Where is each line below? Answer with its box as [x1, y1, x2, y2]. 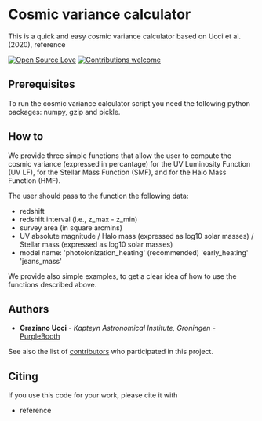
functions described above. [8, 280, 97, 289]
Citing [8, 369, 38, 383]
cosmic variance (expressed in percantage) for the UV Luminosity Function [8, 159, 251, 168]
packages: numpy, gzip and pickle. [8, 107, 121, 116]
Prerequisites [8, 78, 75, 91]
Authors [8, 302, 49, 316]
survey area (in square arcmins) [19, 222, 123, 232]
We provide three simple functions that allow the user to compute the [8, 151, 232, 160]
